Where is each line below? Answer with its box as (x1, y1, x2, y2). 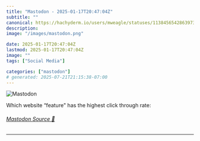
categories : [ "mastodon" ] (6, 69, 70, 75)
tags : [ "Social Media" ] (6, 57, 65, 64)
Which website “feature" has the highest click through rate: (6, 102, 151, 109)
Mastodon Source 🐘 (6, 115, 55, 122)
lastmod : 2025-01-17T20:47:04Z (6, 47, 84, 53)
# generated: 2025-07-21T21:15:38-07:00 (6, 74, 108, 80)
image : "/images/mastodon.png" (6, 31, 84, 37)
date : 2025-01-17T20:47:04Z (6, 41, 76, 47)
